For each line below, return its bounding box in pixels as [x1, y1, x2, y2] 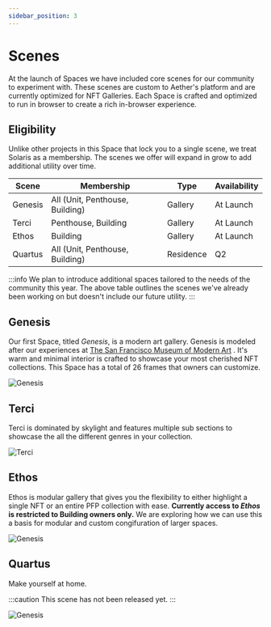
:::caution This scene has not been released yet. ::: [8, 594, 176, 604]
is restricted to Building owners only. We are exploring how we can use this [8, 509, 263, 519]
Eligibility [8, 122, 56, 136]
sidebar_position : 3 [8, 11, 78, 20]
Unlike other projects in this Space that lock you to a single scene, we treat [8, 144, 256, 154]
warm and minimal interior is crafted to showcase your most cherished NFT [8, 354, 259, 364]
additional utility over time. [8, 161, 97, 171]
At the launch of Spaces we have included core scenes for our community [8, 74, 255, 83]
